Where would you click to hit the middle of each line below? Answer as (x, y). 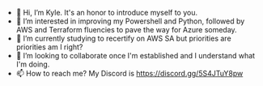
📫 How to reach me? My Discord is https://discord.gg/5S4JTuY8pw (129, 73)
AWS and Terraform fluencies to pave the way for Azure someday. (126, 30)
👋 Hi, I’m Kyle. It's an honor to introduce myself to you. (107, 13)
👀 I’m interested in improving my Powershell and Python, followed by (130, 21)
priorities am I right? (49, 47)
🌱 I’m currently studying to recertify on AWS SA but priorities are (124, 38)
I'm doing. (33, 64)
